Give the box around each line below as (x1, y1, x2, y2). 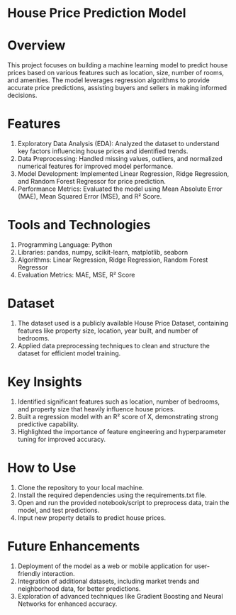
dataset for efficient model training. (17, 349, 121, 358)
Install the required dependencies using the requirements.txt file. (17, 491, 207, 499)
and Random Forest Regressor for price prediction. (17, 177, 167, 186)
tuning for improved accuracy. (17, 435, 106, 443)
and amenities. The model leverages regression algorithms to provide (7, 76, 210, 84)
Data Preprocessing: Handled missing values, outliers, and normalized (17, 155, 223, 163)
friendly (17, 569, 41, 577)
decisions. (7, 91, 38, 100)
